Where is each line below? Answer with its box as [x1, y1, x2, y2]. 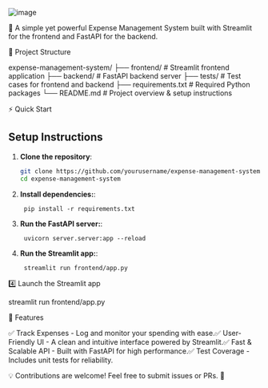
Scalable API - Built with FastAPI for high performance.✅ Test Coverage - [8, 346, 250, 356]
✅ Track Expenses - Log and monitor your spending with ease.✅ [8, 328, 222, 337]
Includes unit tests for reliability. [8, 355, 114, 365]
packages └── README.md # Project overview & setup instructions [8, 88, 233, 98]
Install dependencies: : [19, 189, 96, 199]
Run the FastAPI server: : [19, 219, 103, 228]
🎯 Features [8, 313, 44, 322]
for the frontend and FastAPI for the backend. [8, 32, 158, 41]
